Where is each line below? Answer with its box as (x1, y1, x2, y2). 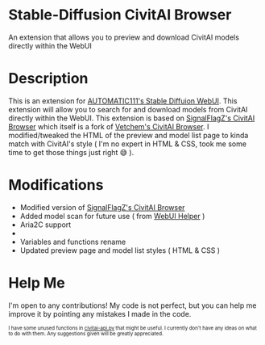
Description (8, 69, 89, 88)
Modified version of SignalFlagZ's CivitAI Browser (19, 202, 185, 212)
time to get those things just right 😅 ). (8, 147, 135, 157)
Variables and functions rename (19, 237, 126, 246)
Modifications (8, 176, 104, 195)
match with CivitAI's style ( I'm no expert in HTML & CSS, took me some (8, 139, 247, 149)
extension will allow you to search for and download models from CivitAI (8, 104, 248, 114)
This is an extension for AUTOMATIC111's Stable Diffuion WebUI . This (8, 95, 238, 106)
